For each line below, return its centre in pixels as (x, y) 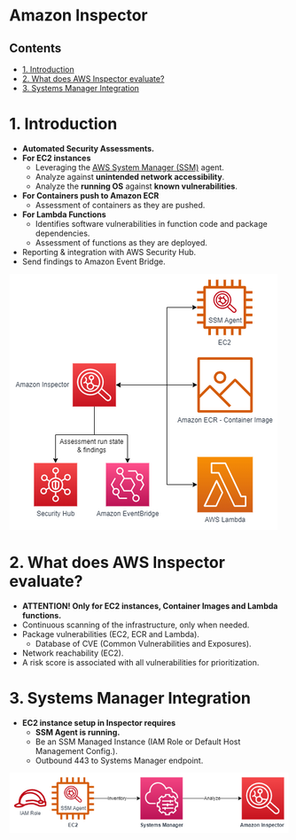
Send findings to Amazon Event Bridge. (93, 261)
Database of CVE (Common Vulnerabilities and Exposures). (143, 643)
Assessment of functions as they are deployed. (121, 242)
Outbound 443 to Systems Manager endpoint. (119, 760)
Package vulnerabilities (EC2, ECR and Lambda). (110, 634)
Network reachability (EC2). (73, 653)
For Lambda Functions (64, 214)
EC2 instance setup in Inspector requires (99, 722)
